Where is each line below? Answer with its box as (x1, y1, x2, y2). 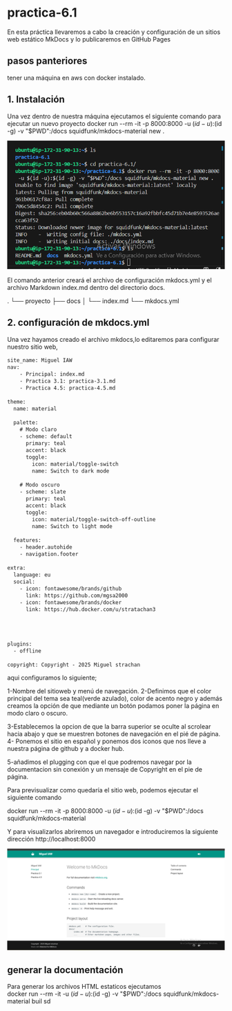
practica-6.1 (7, 5, 77, 21)
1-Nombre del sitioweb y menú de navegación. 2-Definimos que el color (7, 686, 212, 695)
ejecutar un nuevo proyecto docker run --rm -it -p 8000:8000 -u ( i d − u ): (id (7, 119, 222, 127)
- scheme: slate (19, 488, 67, 495)
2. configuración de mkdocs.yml (7, 317, 150, 329)
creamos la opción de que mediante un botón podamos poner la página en (7, 701, 220, 710)
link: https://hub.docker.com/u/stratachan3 (25, 605, 156, 613)
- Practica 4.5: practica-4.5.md (19, 384, 116, 392)
